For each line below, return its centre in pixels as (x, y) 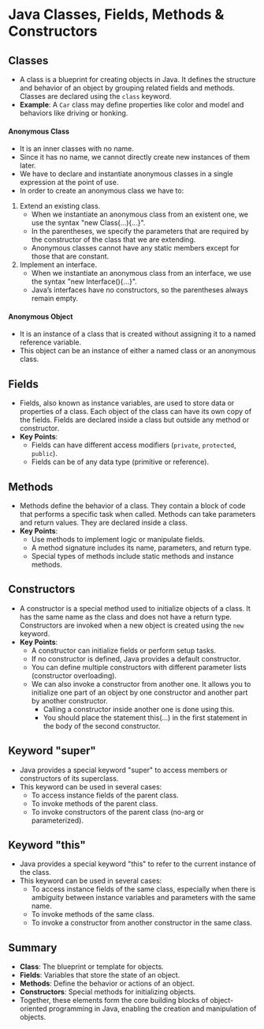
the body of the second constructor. (102, 726)
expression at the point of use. (69, 183)
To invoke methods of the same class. (93, 914)
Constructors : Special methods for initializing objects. (108, 992)
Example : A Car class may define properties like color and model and (132, 105)
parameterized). (58, 820)
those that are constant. (70, 256)
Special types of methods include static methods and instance (132, 556)
